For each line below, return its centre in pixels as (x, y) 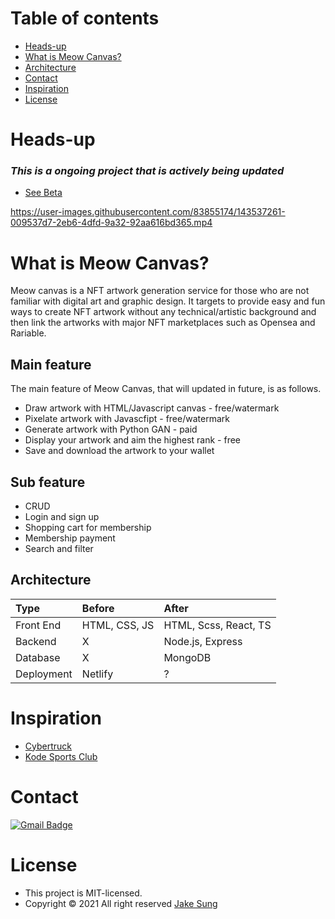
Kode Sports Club (61, 756)
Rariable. (28, 333)
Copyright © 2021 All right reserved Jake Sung (121, 903)
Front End (38, 625)
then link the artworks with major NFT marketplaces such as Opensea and (163, 323)
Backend (36, 641)
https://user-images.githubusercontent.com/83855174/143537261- (148, 212)
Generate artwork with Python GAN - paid (111, 429)
